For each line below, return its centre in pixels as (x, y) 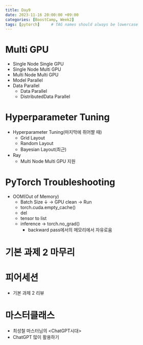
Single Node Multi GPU (37, 69)
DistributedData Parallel (45, 97)
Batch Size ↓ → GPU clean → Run (56, 202)
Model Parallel (28, 80)
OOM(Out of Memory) (36, 197)
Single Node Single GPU (38, 64)
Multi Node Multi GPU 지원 (48, 161)
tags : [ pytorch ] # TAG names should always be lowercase (72, 24)
